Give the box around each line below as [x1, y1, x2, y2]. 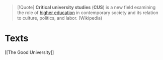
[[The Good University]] [5, 49, 54, 55]
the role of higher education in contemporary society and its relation [17, 10, 159, 16]
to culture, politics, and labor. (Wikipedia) [17, 15, 103, 21]
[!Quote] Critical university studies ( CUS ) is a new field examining [17, 5, 156, 10]
